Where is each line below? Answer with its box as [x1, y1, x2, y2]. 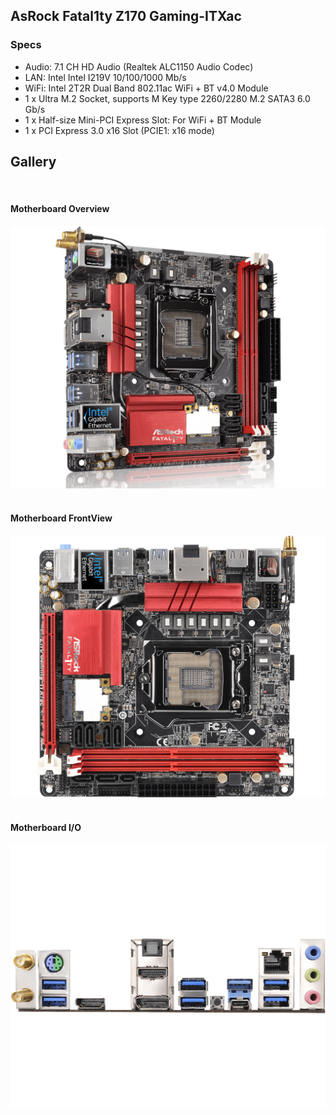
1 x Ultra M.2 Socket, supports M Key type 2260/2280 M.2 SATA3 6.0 [24, 92, 311, 104]
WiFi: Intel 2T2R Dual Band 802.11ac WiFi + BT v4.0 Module [24, 82, 269, 94]
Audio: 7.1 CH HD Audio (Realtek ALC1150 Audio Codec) [24, 60, 254, 73]
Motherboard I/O [10, 822, 82, 834]
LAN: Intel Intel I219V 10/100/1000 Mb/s [24, 71, 187, 83]
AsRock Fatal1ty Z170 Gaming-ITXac [10, 8, 242, 25]
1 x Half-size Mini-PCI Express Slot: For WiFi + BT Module [24, 114, 262, 126]
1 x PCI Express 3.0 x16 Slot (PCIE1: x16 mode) [24, 124, 215, 136]
